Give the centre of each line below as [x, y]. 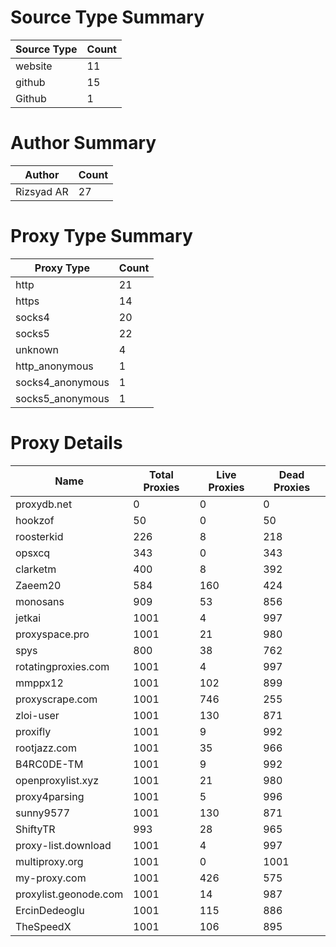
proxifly [33, 731]
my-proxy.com [51, 878]
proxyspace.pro [52, 634]
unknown [37, 349]
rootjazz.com [46, 748]
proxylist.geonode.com [69, 894]
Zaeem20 [38, 585]
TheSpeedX [43, 926]
